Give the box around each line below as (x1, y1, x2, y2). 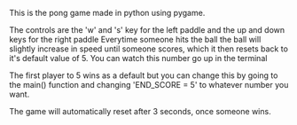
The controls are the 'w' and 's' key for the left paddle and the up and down (9, 25, 285, 35)
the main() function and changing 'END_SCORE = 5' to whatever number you (9, 80, 289, 90)
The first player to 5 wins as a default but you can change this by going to (9, 70, 278, 81)
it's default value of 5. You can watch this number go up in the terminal (9, 53, 268, 63)
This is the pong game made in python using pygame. (9, 8, 206, 18)
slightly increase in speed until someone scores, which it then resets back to (9, 43, 288, 54)
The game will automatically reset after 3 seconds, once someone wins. (9, 106, 272, 116)
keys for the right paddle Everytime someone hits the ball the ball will (9, 35, 262, 44)
